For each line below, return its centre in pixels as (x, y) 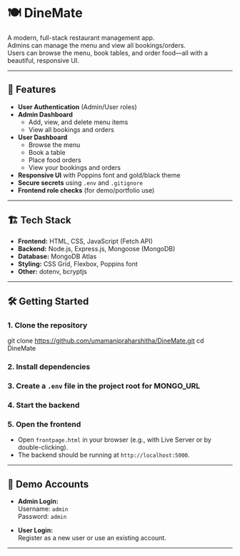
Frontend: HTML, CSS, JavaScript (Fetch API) (85, 241)
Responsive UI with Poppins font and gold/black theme (99, 175)
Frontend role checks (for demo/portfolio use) (86, 190)
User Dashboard (42, 137)
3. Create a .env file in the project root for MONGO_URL (104, 386)
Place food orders (55, 160)
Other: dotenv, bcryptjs (52, 271)
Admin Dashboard (45, 114)
